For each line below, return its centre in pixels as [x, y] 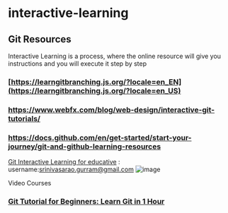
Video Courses [30, 183]
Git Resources [40, 39]
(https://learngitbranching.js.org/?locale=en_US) [95, 91]
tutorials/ [24, 118]
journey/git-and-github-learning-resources [85, 146]
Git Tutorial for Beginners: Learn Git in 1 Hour [86, 202]
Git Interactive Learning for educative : [64, 162]
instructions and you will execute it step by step [78, 64]
